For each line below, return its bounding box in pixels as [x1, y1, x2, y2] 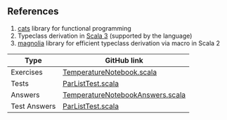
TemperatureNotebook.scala [62, 67, 157, 77]
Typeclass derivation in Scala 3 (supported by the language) [17, 31, 193, 40]
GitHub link [105, 55, 143, 65]
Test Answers [11, 101, 56, 111]
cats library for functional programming [17, 24, 131, 32]
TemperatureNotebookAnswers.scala [62, 90, 186, 100]
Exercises [11, 67, 44, 77]
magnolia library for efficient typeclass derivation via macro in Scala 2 [17, 38, 220, 47]
